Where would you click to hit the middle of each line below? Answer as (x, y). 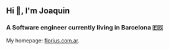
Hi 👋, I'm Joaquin (38, 11)
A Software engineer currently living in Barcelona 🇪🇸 (85, 28)
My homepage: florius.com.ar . (43, 40)
